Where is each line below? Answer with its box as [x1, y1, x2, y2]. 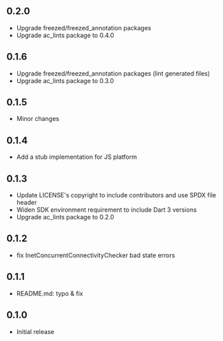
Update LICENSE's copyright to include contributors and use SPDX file [16, 191, 216, 199]
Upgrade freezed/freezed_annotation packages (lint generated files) [16, 69, 211, 78]
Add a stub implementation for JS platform [16, 153, 137, 161]
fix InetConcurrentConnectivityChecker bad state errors [16, 251, 176, 259]
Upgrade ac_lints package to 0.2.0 [16, 213, 114, 221]
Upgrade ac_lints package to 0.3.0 [16, 76, 114, 85]
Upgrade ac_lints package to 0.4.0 [16, 31, 114, 39]
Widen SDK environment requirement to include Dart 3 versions [16, 206, 197, 214]
